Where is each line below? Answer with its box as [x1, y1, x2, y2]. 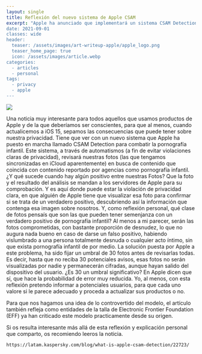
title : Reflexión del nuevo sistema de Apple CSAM [6, 14, 136, 20]
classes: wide [6, 31, 42, 37]
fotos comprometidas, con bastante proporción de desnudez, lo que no [6, 223, 183, 231]
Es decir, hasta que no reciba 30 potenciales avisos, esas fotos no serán [6, 255, 185, 262]
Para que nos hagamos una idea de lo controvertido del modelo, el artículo [6, 299, 191, 306]
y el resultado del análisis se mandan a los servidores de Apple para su [6, 179, 182, 186]
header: [6, 37, 26, 43]
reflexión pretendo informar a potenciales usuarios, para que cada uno [6, 281, 182, 288]
